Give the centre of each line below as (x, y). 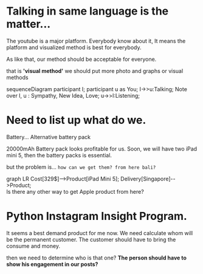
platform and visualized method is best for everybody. (74, 47)
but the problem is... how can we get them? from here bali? (81, 167)
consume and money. (33, 246)
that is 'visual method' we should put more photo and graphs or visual (95, 70)
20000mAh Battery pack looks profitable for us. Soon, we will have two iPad (102, 149)
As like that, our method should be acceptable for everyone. (81, 59)
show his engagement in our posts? (52, 264)
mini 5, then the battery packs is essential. (59, 155)
